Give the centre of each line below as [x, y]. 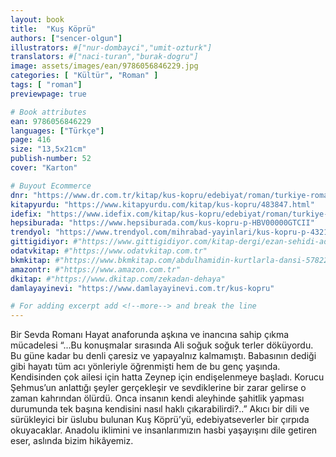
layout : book [37, 19]
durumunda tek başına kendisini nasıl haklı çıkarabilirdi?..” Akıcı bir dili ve [160, 409]
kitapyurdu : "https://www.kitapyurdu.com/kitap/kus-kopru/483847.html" [162, 204]
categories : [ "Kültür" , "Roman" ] [84, 76]
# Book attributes [48, 112]
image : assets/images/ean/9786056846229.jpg [104, 66]
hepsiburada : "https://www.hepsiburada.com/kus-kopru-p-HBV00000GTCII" [162, 223]
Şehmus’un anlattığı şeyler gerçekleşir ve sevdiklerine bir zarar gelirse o [158, 388]
